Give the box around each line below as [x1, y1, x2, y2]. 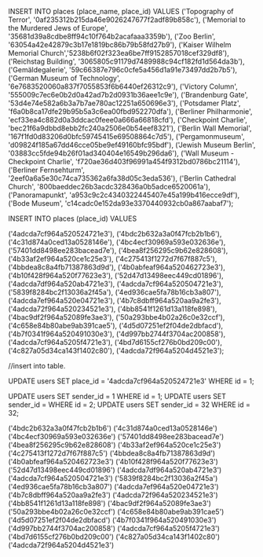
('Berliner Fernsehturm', [8, 165, 85, 174]
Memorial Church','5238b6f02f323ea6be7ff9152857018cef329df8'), [8, 49, 230, 57]
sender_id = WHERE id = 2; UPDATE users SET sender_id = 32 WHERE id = [8, 400, 251, 409]
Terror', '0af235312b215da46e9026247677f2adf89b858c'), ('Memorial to [8, 15, 246, 24]
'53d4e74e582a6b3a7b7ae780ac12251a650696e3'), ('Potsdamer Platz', [8, 98, 241, 108]
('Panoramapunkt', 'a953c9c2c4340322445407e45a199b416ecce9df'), [8, 190, 240, 200]
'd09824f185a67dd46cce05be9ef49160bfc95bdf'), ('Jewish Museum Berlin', [8, 141, 256, 149]
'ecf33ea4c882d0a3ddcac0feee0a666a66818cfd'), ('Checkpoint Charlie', [8, 115, 247, 124]
